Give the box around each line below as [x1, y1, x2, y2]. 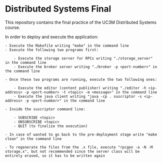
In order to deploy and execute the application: [5, 34, 98, 40]
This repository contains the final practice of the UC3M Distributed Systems [5, 19, 157, 25]
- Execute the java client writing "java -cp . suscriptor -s [14, 94, 142, 99]
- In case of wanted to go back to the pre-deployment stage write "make [5, 132, 158, 137]
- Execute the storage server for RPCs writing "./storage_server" [14, 56, 153, 61]
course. [5, 24, 20, 30]
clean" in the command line [5, 136, 62, 141]
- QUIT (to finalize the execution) [14, 123, 88, 129]
